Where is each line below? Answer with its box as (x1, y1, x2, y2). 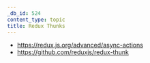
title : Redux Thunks (7, 22, 66, 29)
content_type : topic (7, 16, 66, 23)
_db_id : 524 (7, 9, 41, 17)
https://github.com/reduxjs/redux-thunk (16, 48, 130, 56)
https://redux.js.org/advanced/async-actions (16, 41, 143, 49)
